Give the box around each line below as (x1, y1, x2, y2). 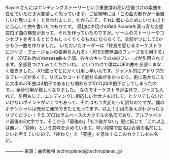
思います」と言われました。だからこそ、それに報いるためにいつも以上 (18, 17, 165, 23)
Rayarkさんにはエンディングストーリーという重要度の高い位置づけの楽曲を (5, 5, 162, 10)
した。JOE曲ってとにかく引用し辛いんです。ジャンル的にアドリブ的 (22, 68, 164, 73)
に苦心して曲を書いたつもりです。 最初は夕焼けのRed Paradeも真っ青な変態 (5, 23, 164, 29)
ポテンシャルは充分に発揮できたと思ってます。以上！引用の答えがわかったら (5, 106, 165, 111)
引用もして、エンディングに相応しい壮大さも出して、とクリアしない (18, 93, 160, 99)
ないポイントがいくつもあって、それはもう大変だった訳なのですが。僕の (14, 99, 165, 105)
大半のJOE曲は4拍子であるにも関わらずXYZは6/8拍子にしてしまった (9, 81, 152, 86)
